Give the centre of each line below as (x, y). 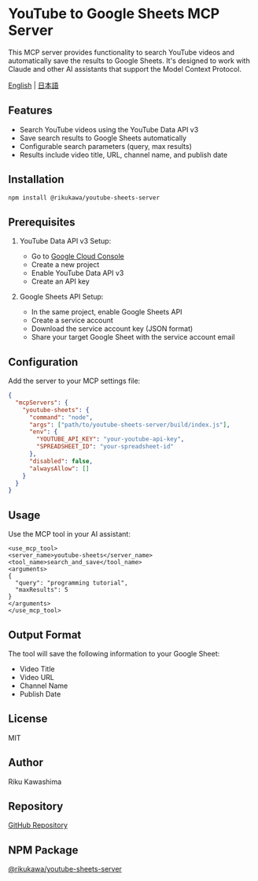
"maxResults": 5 (42, 590)
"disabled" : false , (61, 461)
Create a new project (65, 265)
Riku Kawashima (35, 782)
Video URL (37, 677)
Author (26, 762)
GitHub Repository (38, 825)
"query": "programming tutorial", (72, 583)
